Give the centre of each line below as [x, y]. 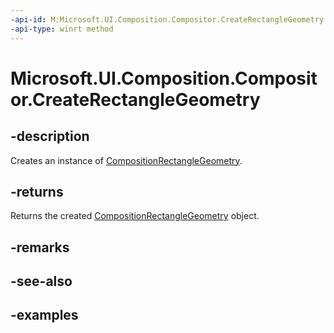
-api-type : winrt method [62, 29]
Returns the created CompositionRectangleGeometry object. [135, 216]
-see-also [41, 281]
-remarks [40, 247]
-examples [44, 315]
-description [50, 136]
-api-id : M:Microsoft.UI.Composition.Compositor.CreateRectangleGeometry [167, 19]
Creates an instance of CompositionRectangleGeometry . [126, 160]
